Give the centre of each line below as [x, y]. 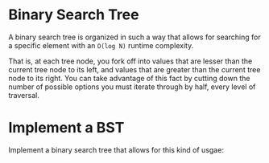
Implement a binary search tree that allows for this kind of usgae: [116, 149]
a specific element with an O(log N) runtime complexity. [101, 45]
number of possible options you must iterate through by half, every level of [132, 87]
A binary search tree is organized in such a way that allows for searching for [134, 37]
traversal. [24, 95]
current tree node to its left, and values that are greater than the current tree [134, 69]
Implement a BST [66, 128]
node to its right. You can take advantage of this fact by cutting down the [129, 78]
